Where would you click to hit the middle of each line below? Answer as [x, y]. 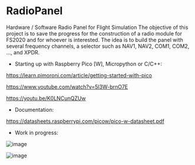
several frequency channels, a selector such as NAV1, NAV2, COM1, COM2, [98, 46]
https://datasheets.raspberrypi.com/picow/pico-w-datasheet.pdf [85, 121]
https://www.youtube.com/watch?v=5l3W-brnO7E [67, 86]
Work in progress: [36, 132]
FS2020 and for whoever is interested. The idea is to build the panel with [95, 40]
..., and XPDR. [23, 52]
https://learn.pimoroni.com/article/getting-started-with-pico [79, 75]
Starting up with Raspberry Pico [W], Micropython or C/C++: [88, 64]
